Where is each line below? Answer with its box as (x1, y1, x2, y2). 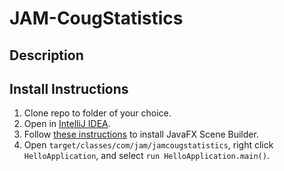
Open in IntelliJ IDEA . (23, 118, 111, 130)
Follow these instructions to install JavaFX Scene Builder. (23, 128, 259, 141)
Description (9, 47, 84, 64)
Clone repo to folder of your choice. (23, 107, 172, 119)
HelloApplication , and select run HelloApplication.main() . (23, 150, 270, 162)
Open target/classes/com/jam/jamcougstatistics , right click (23, 139, 274, 151)
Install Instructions (9, 80, 129, 97)
